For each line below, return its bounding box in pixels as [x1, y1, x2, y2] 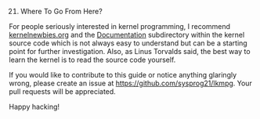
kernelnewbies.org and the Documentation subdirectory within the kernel [9, 31, 245, 39]
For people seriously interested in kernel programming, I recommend [9, 22, 230, 31]
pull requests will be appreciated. [9, 87, 116, 96]
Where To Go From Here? [20, 7, 103, 16]
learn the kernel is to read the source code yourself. [9, 55, 176, 64]
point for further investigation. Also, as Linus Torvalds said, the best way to [9, 47, 251, 56]
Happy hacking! [9, 102, 60, 111]
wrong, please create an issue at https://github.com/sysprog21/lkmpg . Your [9, 78, 253, 88]
